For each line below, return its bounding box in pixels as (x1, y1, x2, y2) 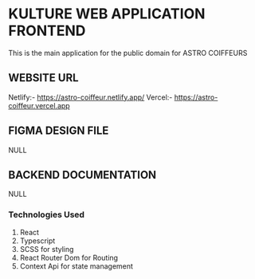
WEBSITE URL (8, 71, 79, 84)
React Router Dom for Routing (19, 253, 118, 262)
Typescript (19, 236, 56, 246)
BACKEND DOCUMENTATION (8, 168, 157, 182)
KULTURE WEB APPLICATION (8, 5, 206, 23)
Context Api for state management (19, 261, 134, 271)
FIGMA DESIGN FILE (8, 124, 109, 138)
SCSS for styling (19, 244, 74, 253)
